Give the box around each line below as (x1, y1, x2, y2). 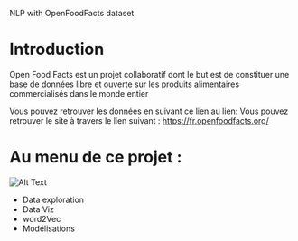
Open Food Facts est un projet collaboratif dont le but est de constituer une (9, 69, 290, 79)
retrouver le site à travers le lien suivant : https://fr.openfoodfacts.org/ (9, 115, 269, 125)
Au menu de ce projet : (9, 147, 182, 168)
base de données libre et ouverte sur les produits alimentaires (9, 79, 240, 89)
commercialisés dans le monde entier (9, 88, 149, 98)
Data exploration (22, 194, 84, 205)
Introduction (9, 40, 105, 60)
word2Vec (22, 213, 61, 224)
